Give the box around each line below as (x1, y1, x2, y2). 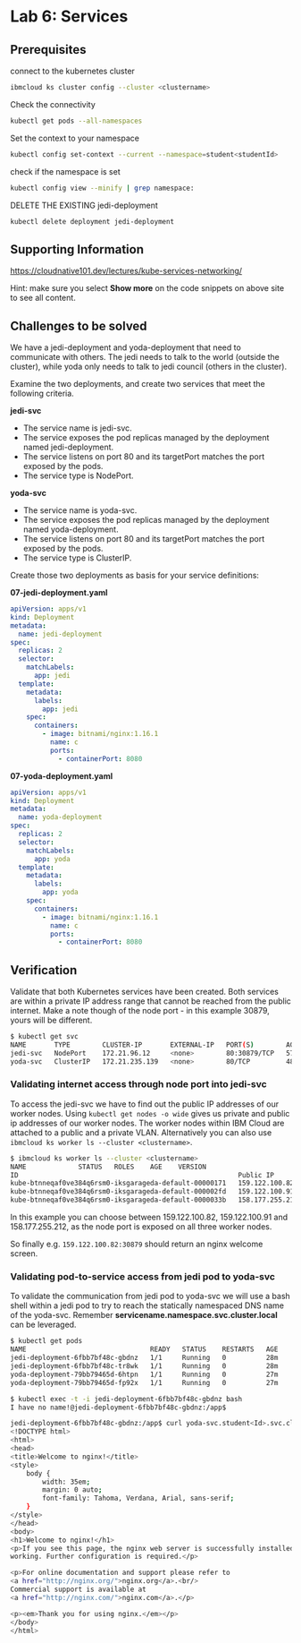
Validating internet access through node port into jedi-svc (10, 1078, 267, 1091)
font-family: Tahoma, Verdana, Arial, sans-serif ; (42, 1493, 235, 1503)
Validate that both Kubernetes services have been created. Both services (10, 987, 280, 997)
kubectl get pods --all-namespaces (10, 116, 143, 125)
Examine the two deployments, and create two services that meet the (10, 379, 266, 389)
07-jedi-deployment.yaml (10, 587, 108, 597)
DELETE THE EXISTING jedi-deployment (10, 200, 159, 210)
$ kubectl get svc (10, 1032, 79, 1041)
